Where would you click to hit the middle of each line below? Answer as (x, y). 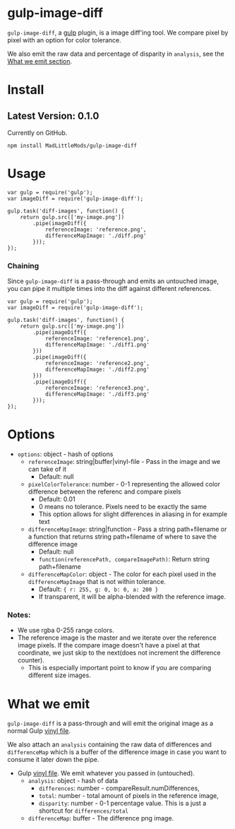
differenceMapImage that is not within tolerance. (97, 582)
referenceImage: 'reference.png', (96, 229)
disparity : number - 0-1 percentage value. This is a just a (122, 804)
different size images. (60, 675)
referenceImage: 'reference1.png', (97, 339)
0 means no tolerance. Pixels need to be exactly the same (122, 507)
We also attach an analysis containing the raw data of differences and (109, 745)
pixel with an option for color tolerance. (64, 40)
